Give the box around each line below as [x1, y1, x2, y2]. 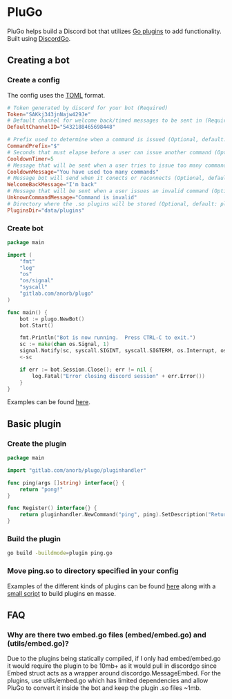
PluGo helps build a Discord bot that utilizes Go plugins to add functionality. [7, 27, 222, 35]
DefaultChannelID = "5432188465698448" [7, 124, 116, 131]
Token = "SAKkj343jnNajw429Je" [7, 111, 91, 118]
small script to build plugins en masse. [7, 589, 116, 597]
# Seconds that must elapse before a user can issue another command [7, 149, 212, 156]
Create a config [7, 75, 60, 85]
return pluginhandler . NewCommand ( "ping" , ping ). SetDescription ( [19, 511, 209, 518]
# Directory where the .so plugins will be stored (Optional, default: [7, 200, 217, 208]
